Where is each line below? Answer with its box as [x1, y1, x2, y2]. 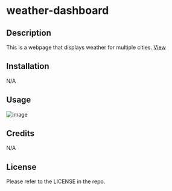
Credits [6, 128, 35, 139]
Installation [6, 61, 49, 71]
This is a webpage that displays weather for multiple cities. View [6, 44, 166, 51]
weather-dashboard [6, 4, 109, 18]
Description [6, 28, 51, 38]
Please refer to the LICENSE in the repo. [6, 178, 106, 185]
